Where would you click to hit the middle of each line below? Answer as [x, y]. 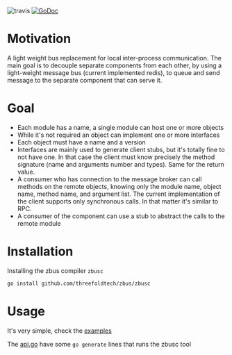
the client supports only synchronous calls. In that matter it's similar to [118, 201]
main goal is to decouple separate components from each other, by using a [115, 65]
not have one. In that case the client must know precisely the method [116, 157]
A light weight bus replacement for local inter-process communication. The [115, 58]
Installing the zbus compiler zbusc [55, 270]
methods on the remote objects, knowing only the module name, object [119, 186]
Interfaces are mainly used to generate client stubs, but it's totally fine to [121, 149]
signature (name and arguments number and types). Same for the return [121, 164]
